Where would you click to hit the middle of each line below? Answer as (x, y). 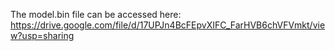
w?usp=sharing (42, 35)
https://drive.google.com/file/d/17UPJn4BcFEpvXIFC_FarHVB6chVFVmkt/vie (168, 25)
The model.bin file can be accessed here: (96, 14)
